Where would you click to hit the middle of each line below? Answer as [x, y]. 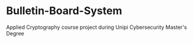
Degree [15, 33]
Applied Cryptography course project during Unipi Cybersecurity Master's [97, 27]
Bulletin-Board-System [64, 11]
